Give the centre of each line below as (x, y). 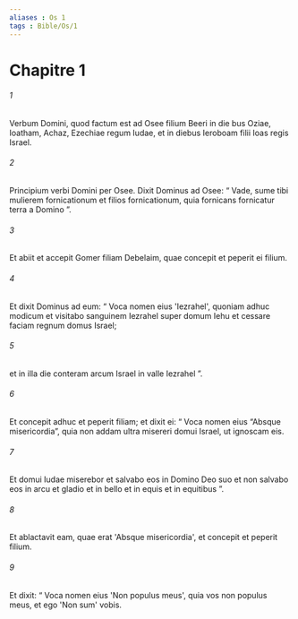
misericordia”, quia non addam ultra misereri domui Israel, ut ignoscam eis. (147, 431)
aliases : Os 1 (38, 17)
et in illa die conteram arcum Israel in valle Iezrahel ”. (106, 374)
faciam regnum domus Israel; (63, 325)
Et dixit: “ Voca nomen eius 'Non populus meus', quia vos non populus (138, 595)
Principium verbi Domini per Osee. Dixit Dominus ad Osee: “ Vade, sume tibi (149, 191)
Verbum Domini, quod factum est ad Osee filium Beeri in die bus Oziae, (140, 123)
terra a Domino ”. (40, 210)
